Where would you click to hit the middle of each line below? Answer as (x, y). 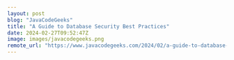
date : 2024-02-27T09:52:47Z (48, 33)
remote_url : (24, 46)
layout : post (26, 13)
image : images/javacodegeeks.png (56, 39)
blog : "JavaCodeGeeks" (40, 20)
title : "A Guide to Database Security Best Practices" (88, 26)
